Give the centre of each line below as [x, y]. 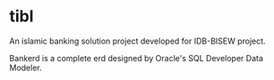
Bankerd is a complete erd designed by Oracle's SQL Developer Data [137, 58]
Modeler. [26, 68]
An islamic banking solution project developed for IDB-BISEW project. [137, 41]
